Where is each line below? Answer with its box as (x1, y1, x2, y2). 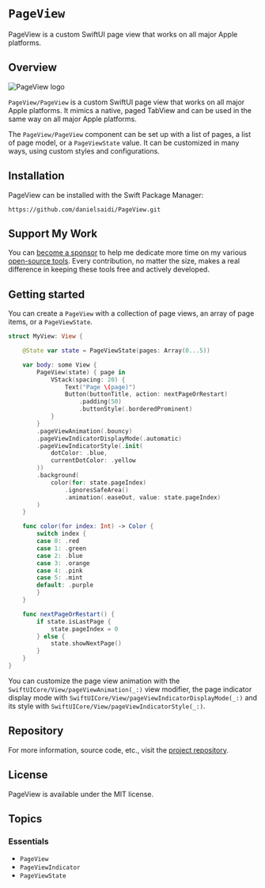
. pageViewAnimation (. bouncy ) (36, 427, 133, 435)
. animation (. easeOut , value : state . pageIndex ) (64, 493, 221, 501)
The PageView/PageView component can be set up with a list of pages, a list (8, 129, 252, 139)
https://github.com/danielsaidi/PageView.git (8, 205, 161, 214)
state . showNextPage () (50, 639, 123, 647)
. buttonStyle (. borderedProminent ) (78, 405, 193, 413)
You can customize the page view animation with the (8, 676, 180, 685)
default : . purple (36, 581, 93, 590)
